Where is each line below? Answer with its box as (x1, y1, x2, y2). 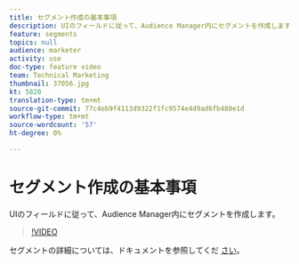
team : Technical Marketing (9, 71, 109, 80)
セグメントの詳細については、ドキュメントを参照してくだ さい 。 (9, 244, 245, 255)
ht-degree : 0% (9, 129, 62, 138)
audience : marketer (9, 46, 82, 55)
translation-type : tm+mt (9, 95, 101, 105)
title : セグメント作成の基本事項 (9, 12, 117, 22)
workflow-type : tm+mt (9, 112, 90, 121)
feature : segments (9, 29, 77, 38)
